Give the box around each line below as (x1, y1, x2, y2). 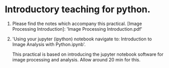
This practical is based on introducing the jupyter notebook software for (12, 51, 164, 57)
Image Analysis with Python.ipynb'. (12, 41, 86, 47)
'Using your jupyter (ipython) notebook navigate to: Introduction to (12, 36, 152, 42)
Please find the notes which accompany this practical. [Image (12, 20, 142, 27)
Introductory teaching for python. (5, 4, 151, 15)
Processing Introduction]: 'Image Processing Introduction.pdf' (12, 26, 142, 32)
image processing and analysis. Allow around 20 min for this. (12, 56, 141, 62)
